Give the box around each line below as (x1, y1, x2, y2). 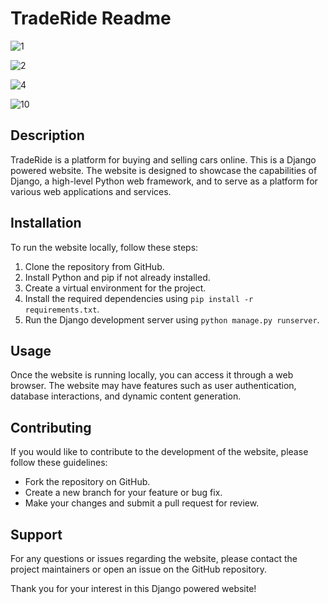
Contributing (10, 419, 92, 436)
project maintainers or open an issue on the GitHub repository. (10, 563, 268, 575)
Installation (10, 215, 82, 232)
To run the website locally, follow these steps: (10, 241, 199, 253)
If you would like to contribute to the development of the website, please (10, 446, 309, 458)
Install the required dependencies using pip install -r (24, 292, 254, 304)
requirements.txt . (24, 303, 100, 315)
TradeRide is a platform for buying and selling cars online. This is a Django (10, 153, 317, 166)
